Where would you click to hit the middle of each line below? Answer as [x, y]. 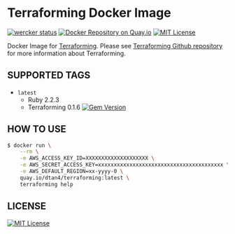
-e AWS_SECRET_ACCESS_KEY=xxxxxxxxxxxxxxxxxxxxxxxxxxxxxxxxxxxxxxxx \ [125, 165]
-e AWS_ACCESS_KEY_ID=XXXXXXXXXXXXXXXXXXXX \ [87, 158]
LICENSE [27, 206]
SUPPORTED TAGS [49, 75]
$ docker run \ [29, 145]
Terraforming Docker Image [89, 13]
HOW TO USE [37, 129]
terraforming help [47, 184]
